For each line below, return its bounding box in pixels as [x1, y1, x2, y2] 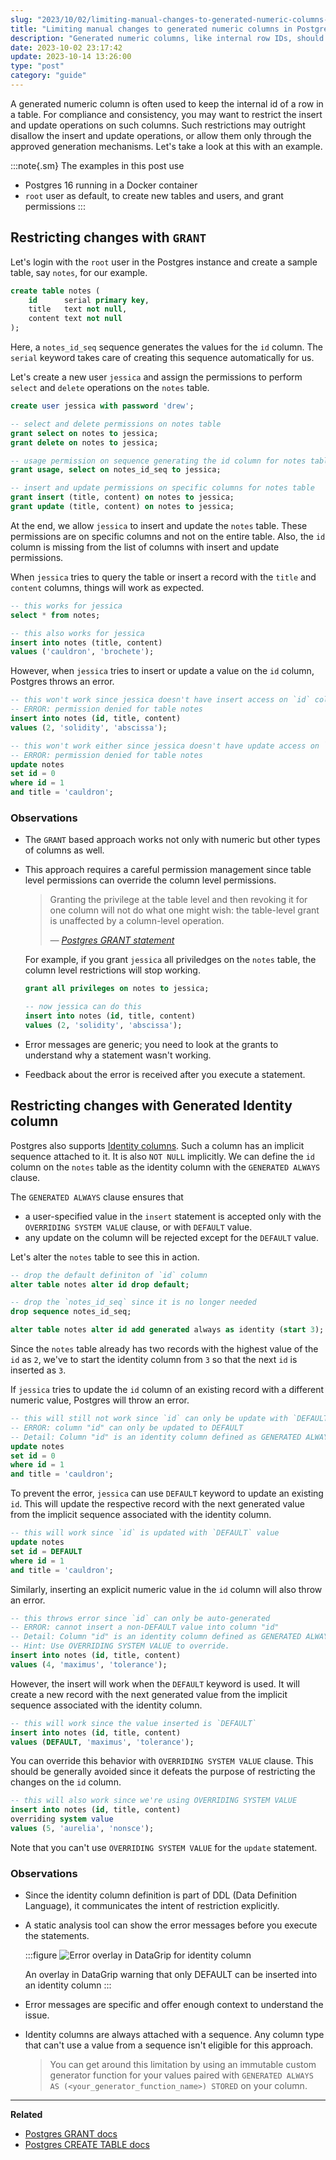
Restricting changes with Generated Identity [10, 1097, 293, 1115]
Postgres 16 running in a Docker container [24, 179, 198, 191]
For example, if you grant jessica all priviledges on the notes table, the [24, 954, 317, 966]
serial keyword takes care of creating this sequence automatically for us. [10, 352, 315, 364]
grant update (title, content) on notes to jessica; [10, 502, 235, 512]
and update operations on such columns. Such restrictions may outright [10, 119, 306, 131]
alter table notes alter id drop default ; [10, 1279, 190, 1290]
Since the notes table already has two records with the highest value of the [10, 1343, 319, 1355]
